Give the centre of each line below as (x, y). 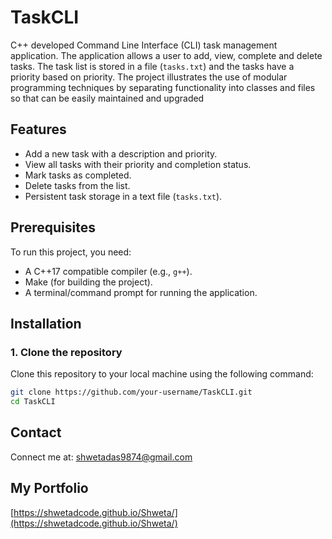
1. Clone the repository (66, 352)
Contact (36, 432)
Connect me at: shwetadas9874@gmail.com (101, 457)
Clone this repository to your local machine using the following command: (162, 374)
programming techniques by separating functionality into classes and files (163, 87)
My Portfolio (49, 488)
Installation (46, 323)
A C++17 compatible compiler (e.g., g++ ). (108, 271)
